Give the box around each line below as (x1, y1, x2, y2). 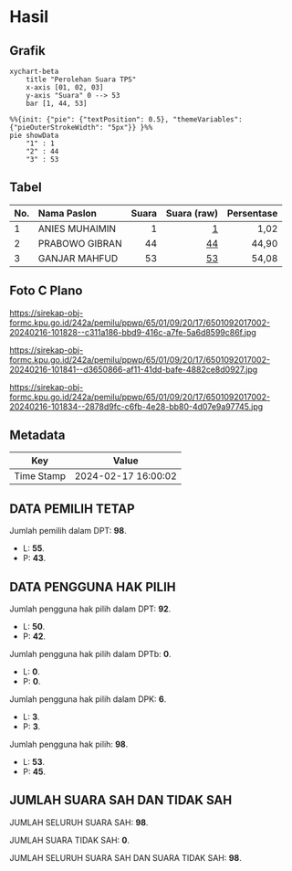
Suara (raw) (165, 207, 219, 219)
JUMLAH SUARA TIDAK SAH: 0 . (9, 834, 130, 845)
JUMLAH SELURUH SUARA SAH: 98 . (9, 816, 149, 828)
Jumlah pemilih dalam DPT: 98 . (9, 526, 128, 536)
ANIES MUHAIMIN (37, 222, 117, 235)
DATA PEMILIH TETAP (9, 501, 135, 516)
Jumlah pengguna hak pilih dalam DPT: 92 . (9, 603, 172, 614)
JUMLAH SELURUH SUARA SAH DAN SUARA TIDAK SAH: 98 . (9, 852, 242, 863)
